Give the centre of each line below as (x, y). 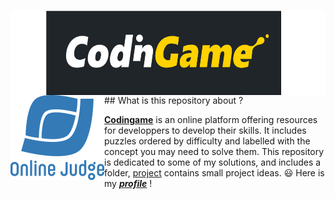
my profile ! (128, 183)
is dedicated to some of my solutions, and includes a (213, 162)
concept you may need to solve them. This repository (214, 151)
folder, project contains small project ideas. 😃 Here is (214, 173)
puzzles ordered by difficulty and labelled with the (207, 141)
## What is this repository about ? (174, 100)
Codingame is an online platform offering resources (211, 119)
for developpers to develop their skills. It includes (205, 130)
